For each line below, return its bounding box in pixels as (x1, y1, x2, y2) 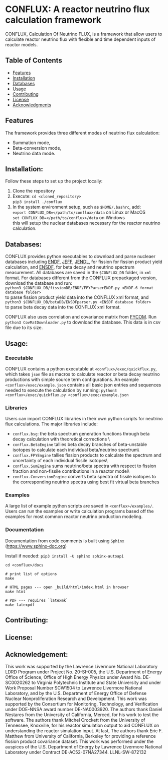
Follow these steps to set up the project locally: (5, 178, 103, 184)
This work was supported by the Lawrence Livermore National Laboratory (5, 664, 158, 670)
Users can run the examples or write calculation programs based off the (5, 508, 154, 515)
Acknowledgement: (5, 650, 68, 659)
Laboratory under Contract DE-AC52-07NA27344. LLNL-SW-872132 (5, 749, 147, 755)
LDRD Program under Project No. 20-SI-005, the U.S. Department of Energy (5, 669, 162, 675)
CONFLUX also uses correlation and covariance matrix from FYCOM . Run (5, 314, 157, 320)
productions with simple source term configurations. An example (5, 376, 139, 383)
